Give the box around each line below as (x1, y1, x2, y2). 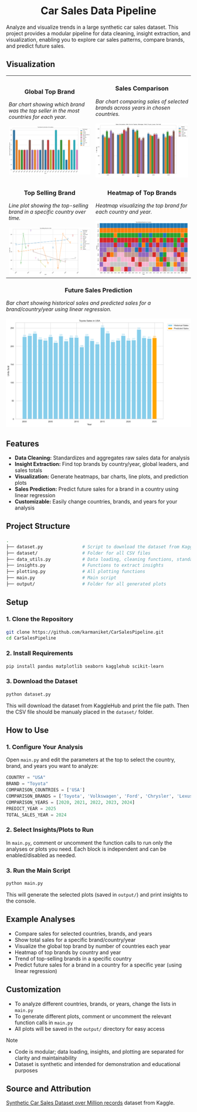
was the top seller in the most (8, 107, 80, 114)
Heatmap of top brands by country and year (14, 948, 121, 955)
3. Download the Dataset (6, 677, 78, 685)
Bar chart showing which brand (8, 101, 85, 108)
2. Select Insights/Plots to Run (6, 825, 94, 834)
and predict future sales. (6, 42, 66, 49)
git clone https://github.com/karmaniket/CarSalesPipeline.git (6, 629, 164, 635)
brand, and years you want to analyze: (6, 763, 98, 770)
